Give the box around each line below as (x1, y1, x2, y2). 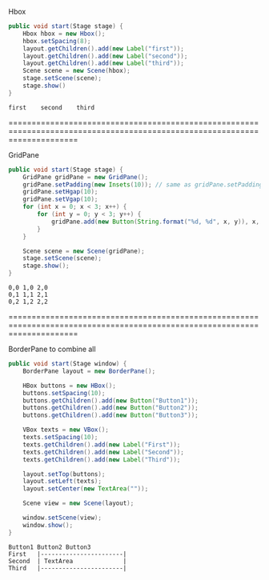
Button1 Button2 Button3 (8, 543, 91, 551)
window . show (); (22, 521, 74, 529)
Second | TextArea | (8, 557, 127, 565)
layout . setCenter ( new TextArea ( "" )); (22, 485, 149, 493)
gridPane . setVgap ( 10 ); (22, 195, 98, 203)
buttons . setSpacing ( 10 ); (22, 389, 106, 397)
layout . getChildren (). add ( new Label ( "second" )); (22, 52, 188, 60)
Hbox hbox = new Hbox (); (22, 30, 106, 38)
